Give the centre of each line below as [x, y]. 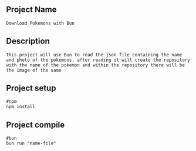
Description [28, 41]
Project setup [31, 88]
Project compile [36, 125]
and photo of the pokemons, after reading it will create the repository [98, 60]
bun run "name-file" [31, 143]
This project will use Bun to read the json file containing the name [94, 55]
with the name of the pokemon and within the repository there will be [95, 65]
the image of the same [34, 70]
